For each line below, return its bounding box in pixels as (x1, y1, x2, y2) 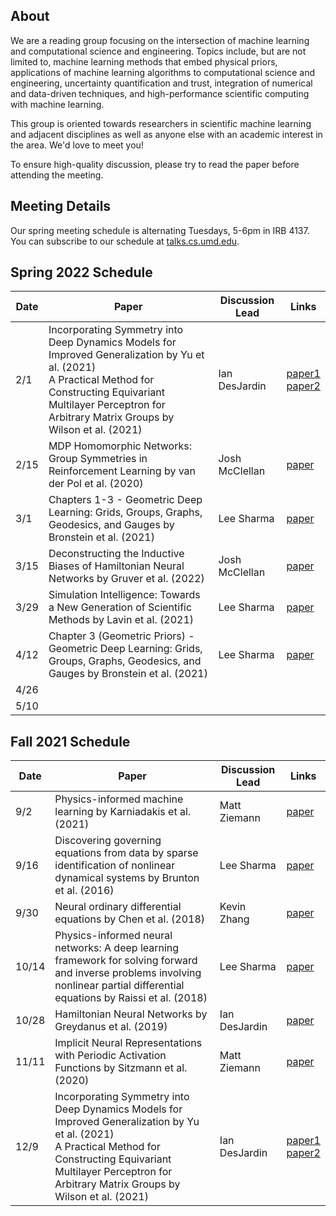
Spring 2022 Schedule (10, 264, 153, 281)
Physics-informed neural (54, 929, 173, 943)
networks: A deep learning (54, 941, 180, 955)
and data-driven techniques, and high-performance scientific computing (10, 87, 310, 99)
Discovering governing (54, 834, 162, 848)
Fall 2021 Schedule (10, 733, 131, 750)
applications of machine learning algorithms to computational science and (10, 66, 316, 78)
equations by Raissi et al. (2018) (54, 991, 208, 1005)
